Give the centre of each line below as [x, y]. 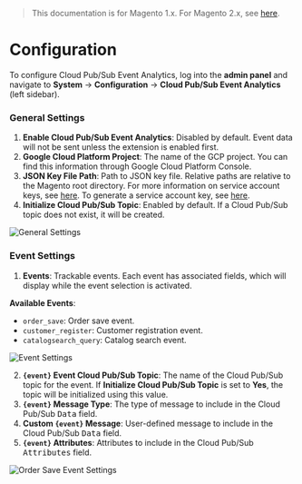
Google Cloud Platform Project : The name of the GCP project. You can [155, 157]
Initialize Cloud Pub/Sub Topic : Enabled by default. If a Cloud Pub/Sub [155, 205]
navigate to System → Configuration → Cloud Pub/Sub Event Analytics [145, 84]
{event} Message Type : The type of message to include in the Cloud [151, 404]
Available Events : [43, 302]
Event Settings [42, 256]
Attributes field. [57, 452]
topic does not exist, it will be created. [93, 215]
